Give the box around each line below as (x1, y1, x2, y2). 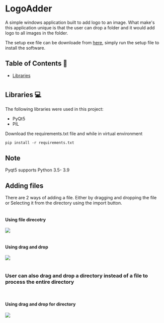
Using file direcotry (5, 217, 46, 223)
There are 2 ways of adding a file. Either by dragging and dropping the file (5, 194, 157, 200)
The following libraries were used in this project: (5, 106, 104, 112)
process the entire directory (5, 279, 75, 286)
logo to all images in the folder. (5, 30, 68, 36)
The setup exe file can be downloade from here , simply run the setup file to (5, 39, 160, 45)
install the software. (5, 45, 46, 51)
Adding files (5, 181, 44, 190)
